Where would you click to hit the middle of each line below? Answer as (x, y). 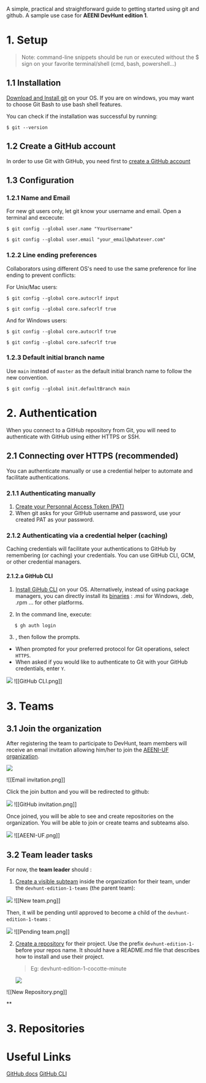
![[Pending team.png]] (42, 932)
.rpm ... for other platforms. (49, 603)
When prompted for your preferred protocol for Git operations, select (102, 649)
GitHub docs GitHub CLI (37, 1074)
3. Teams (30, 706)
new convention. (27, 378)
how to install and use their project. (59, 957)
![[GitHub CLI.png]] (38, 681)
